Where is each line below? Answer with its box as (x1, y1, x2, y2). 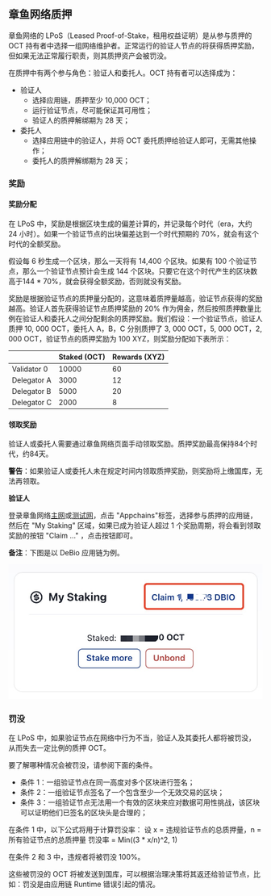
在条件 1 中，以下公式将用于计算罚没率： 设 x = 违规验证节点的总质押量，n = (8, 825, 262, 835)
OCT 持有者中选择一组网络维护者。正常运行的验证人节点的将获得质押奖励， (8, 40, 259, 50)
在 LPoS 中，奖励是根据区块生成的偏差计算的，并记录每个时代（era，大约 (8, 219, 252, 228)
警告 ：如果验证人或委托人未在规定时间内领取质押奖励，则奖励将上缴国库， (8, 467, 256, 476)
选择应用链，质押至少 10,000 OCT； (31, 95, 152, 105)
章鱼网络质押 (8, 7, 73, 22)
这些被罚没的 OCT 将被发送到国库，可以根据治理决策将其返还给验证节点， (8, 869, 254, 879)
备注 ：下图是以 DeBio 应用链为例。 (8, 548, 125, 558)
